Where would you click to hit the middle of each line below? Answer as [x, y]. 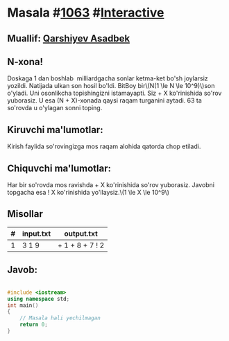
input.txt [36, 234]
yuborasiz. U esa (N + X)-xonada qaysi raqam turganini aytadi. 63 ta [105, 100]
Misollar [25, 214]
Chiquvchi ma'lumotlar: [59, 168]
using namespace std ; [39, 299]
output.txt [81, 234]
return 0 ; [34, 325]
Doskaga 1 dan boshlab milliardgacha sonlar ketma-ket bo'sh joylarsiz [108, 78]
